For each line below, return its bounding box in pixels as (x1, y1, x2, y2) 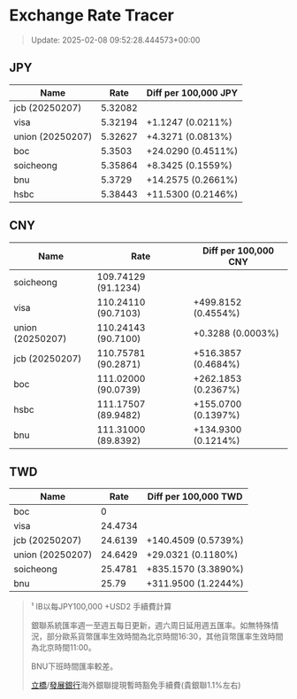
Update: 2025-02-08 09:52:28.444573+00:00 (30, 35, 201, 45)
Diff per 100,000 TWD (147, 491, 243, 503)
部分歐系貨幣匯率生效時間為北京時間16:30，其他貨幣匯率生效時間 (46, 631, 284, 642)
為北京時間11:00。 (30, 642, 96, 653)
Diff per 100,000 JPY (146, 86, 239, 98)
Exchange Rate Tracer (9, 5, 175, 26)
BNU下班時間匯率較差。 (30, 661, 118, 672)
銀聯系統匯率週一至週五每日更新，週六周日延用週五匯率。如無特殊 (30, 620, 271, 631)
